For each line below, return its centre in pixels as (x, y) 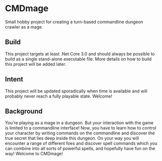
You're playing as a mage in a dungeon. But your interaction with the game (79, 123)
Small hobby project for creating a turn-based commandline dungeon (74, 22)
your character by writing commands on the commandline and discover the (80, 133)
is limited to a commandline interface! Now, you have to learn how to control (81, 128)
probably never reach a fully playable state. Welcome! (59, 96)
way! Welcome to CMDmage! (34, 154)
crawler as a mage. (24, 27)
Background (24, 111)
